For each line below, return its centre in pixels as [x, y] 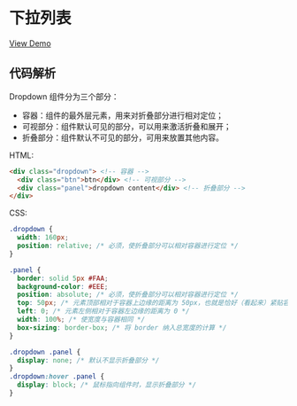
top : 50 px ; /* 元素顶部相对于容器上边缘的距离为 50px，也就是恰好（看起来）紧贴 [150, 303]
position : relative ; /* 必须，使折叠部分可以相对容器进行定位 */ [128, 246]
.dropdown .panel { [45, 352]
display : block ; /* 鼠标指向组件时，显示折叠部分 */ [107, 385]
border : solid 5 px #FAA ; [63, 278]
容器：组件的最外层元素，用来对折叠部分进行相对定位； [122, 115]
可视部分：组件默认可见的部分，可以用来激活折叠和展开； [126, 126]
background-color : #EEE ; [63, 286]
